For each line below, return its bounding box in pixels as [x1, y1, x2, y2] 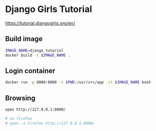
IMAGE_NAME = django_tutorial [5, 48, 64, 53]
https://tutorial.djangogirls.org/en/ [5, 20, 75, 26]
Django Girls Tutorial [5, 4, 92, 15]
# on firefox [5, 116, 32, 121]
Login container [5, 66, 55, 75]
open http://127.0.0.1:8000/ [5, 107, 66, 112]
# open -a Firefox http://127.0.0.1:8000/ [5, 120, 95, 126]
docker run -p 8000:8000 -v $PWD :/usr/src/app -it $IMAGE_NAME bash [5, 80, 151, 85]
